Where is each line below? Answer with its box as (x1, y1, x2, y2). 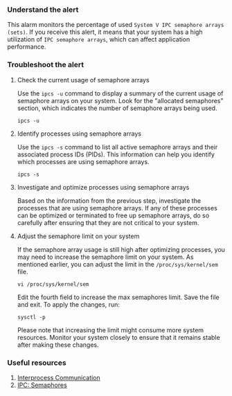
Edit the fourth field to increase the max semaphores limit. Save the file (17, 293, 220, 301)
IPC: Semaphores (17, 381, 67, 389)
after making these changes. (17, 341, 99, 349)
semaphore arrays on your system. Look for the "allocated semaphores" (17, 96, 224, 105)
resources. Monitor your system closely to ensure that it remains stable (17, 333, 220, 341)
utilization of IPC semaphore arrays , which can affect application (7, 35, 190, 44)
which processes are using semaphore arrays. (17, 157, 150, 165)
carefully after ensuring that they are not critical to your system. (17, 218, 199, 226)
